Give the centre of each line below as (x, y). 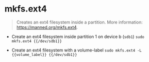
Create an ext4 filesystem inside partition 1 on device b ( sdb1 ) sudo (78, 37)
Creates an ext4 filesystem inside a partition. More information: (79, 22)
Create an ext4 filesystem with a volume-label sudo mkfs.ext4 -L (76, 50)
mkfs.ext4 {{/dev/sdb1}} (37, 41)
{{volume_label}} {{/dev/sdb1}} (44, 55)
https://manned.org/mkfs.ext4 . (47, 27)
